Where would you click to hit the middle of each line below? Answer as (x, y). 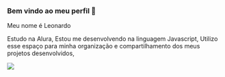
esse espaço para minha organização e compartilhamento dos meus (104, 46)
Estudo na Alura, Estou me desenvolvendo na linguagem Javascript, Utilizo (112, 39)
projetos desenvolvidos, (41, 53)
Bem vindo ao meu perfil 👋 (52, 11)
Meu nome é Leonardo (39, 26)
